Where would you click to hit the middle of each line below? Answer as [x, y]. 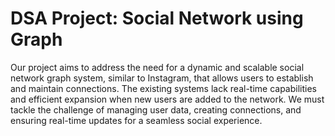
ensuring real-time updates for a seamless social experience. [136, 120]
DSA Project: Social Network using [157, 18]
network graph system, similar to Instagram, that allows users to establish [162, 78]
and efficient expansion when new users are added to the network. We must [167, 99]
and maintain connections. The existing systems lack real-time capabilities [163, 88]
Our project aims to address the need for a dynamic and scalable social [157, 67]
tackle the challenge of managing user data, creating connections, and [156, 109]
